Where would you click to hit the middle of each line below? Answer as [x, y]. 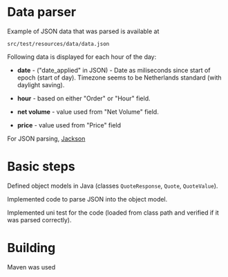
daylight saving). [41, 84]
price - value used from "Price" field [69, 125]
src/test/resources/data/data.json [58, 44]
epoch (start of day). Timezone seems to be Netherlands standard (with [120, 78]
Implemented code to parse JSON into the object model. [87, 199]
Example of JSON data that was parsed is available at [83, 31]
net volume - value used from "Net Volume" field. [88, 111]
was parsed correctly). [39, 220]
